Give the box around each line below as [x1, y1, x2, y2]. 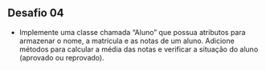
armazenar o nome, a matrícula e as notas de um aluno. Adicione [18, 36, 235, 45]
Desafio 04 [7, 6, 65, 20]
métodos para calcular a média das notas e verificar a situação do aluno [18, 44, 259, 54]
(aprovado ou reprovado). [18, 52, 105, 62]
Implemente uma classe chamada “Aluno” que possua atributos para [18, 27, 246, 37]
